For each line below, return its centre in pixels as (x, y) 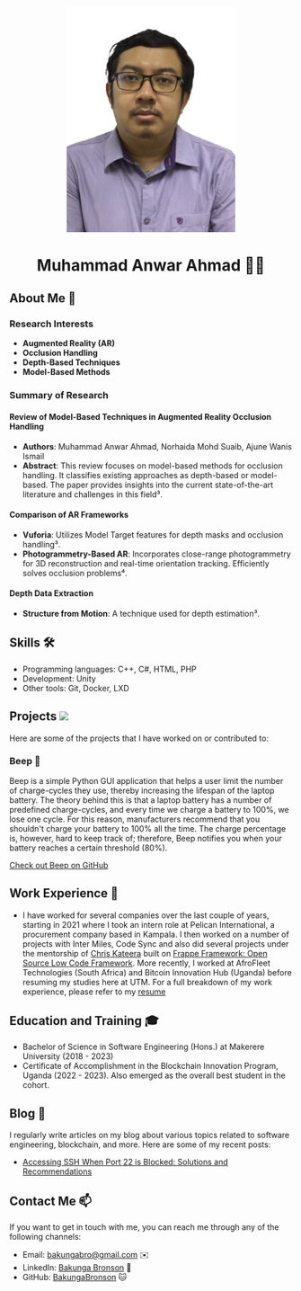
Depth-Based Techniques (71, 362)
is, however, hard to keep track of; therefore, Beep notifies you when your (146, 838)
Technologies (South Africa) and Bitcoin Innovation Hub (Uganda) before (157, 972)
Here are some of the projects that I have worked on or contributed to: (139, 738)
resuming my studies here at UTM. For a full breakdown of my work (147, 982)
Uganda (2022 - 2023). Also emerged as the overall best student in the (154, 1075)
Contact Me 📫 (51, 1201)
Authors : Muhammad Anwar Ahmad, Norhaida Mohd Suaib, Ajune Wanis (157, 446)
